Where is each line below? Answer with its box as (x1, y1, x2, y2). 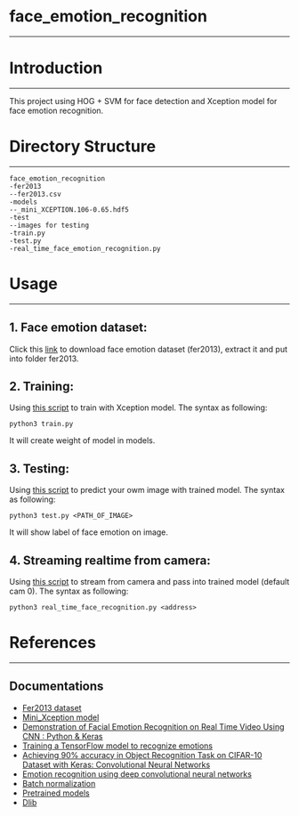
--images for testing (9, 221, 90, 230)
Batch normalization (21, 778, 96, 788)
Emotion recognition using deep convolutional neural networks (21, 768, 252, 780)
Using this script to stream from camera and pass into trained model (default (9, 577, 290, 586)
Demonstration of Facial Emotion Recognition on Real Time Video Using (21, 721, 285, 731)
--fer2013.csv (9, 190, 62, 198)
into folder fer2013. (9, 353, 79, 364)
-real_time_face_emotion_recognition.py (9, 244, 162, 253)
